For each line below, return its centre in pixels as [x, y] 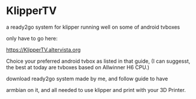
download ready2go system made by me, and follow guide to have [87, 78]
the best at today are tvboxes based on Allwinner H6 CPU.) [78, 67]
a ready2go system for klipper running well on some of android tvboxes [93, 27]
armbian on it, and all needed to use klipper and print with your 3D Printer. [96, 90]
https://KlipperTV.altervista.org [43, 49]
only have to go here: [32, 38]
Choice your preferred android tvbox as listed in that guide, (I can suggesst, [98, 61]
